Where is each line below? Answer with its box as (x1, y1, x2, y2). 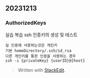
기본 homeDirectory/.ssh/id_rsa (5, 48, 72, 53)
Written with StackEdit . (17, 67, 66, 73)
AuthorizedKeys (5, 19, 47, 27)
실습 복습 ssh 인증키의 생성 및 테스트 (5, 32, 78, 38)
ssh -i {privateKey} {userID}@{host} (5, 58, 85, 63)
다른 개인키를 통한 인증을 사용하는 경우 (5, 54, 76, 59)
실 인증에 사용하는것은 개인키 (5, 43, 57, 48)
